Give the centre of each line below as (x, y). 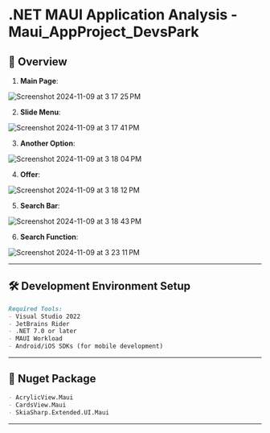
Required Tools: (35, 309)
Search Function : (49, 237)
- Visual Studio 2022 (45, 316)
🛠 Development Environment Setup (100, 286)
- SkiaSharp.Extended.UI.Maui (59, 412)
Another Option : (47, 143)
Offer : (30, 174)
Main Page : (39, 81)
